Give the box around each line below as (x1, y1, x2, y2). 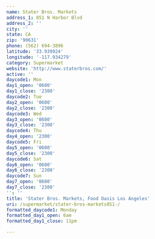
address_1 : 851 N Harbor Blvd (6, 15, 83, 21)
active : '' (6, 71, 34, 77)
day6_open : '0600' (6, 162, 53, 168)
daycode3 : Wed (6, 111, 42, 117)
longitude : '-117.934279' (6, 54, 71, 60)
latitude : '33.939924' (6, 49, 64, 55)
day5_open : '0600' (6, 144, 53, 151)
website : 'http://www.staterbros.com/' (6, 65, 107, 72)
